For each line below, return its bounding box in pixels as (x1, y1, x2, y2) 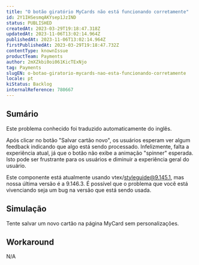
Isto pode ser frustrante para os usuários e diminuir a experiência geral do (6, 155, 190, 162)
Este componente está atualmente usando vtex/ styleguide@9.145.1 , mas (6, 173, 185, 180)
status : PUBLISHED (6, 20, 52, 26)
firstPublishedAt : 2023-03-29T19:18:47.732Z (6, 43, 119, 49)
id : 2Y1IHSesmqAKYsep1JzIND (6, 14, 77, 20)
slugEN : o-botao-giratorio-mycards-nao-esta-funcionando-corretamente (6, 70, 186, 76)
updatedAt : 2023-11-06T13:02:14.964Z (6, 31, 101, 37)
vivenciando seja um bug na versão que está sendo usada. (6, 186, 152, 194)
